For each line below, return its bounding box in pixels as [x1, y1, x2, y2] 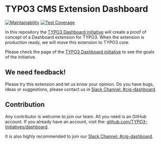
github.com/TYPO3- [106, 119, 148, 124]
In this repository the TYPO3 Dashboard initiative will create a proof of [5, 29, 147, 35]
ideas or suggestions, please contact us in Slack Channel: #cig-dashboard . [5, 86, 157, 92]
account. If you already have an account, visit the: [5, 119, 106, 124]
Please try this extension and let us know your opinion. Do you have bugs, [5, 81, 154, 87]
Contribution [5, 101, 45, 109]
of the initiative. [5, 54, 37, 60]
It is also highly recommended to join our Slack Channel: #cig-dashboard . [5, 133, 154, 139]
